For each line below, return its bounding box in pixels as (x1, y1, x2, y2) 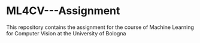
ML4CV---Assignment (6, 4, 120, 18)
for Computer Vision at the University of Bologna (6, 29, 126, 37)
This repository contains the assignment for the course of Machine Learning (6, 24, 195, 31)
